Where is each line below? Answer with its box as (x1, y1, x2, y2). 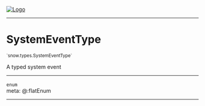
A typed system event (6, 63, 62, 70)
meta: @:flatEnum (6, 87, 51, 94)
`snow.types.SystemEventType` (6, 52, 73, 59)
